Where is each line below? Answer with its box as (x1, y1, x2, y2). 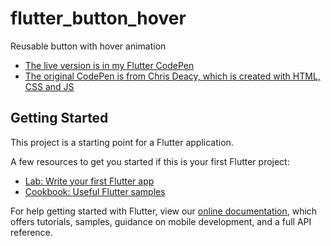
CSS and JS (24, 80, 75, 92)
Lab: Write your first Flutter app (24, 175, 155, 187)
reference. (10, 226, 53, 238)
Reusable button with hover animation (10, 40, 167, 52)
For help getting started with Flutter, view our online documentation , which (10, 205, 318, 217)
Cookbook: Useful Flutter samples (24, 185, 166, 197)
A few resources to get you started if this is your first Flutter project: (10, 155, 290, 167)
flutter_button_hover (10, 7, 187, 30)
